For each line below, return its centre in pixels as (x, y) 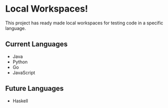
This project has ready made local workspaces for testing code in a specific (84, 23)
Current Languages (36, 44)
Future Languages (35, 88)
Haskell (20, 101)
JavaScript (24, 73)
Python (20, 62)
